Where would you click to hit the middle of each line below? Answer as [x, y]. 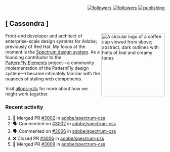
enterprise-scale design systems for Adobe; [51, 41]
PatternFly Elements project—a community [50, 63]
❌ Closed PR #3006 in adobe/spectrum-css [58, 138]
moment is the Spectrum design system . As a [53, 52]
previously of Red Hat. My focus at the [45, 46]
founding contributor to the [33, 57]
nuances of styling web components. [44, 79]
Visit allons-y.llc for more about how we [47, 88]
